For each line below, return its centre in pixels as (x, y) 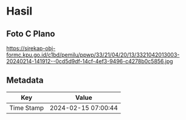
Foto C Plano (31, 34)
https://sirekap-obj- (31, 48)
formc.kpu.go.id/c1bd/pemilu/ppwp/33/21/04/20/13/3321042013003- (93, 55)
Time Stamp (27, 108)
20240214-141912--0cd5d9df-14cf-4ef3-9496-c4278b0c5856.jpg (90, 61)
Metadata (25, 80)
